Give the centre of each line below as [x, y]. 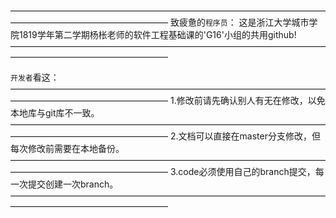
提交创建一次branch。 [73, 184]
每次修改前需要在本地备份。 [67, 148]
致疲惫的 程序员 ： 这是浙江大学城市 [239, 22]
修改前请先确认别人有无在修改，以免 [251, 100]
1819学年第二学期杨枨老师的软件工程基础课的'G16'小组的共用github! [157, 34]
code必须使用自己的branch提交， [247, 171]
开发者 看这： [35, 77]
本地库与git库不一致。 [55, 113]
